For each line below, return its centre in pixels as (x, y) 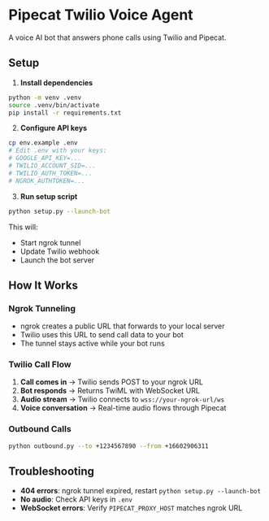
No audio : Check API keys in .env (76, 499)
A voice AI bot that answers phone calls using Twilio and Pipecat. (117, 37)
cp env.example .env (43, 143)
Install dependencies (56, 82)
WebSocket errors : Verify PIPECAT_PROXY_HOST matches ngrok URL (131, 508)
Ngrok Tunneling (42, 308)
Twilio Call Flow (40, 365)
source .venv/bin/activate (54, 105)
